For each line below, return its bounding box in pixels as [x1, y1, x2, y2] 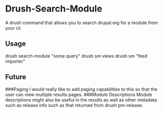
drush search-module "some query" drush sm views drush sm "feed [5, 53, 148, 59]
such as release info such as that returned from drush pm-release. [5, 102, 144, 108]
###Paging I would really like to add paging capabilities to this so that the [5, 86, 157, 92]
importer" [5, 58, 25, 64]
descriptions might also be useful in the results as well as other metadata [5, 96, 157, 103]
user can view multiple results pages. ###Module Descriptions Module [5, 91, 152, 97]
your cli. [5, 25, 22, 31]
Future [5, 73, 27, 81]
